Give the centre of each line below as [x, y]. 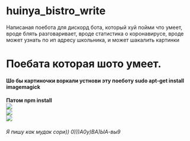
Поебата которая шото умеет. [84, 64]
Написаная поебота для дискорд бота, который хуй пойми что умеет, [94, 27]
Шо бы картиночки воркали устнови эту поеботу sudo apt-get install [95, 81]
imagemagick [23, 86]
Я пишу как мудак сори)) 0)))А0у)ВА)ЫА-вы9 [63, 132]
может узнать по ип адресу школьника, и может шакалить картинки [93, 40]
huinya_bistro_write [56, 11]
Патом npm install [29, 100]
